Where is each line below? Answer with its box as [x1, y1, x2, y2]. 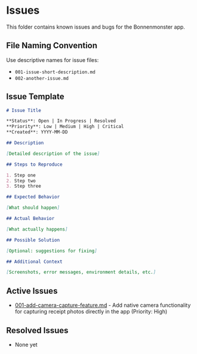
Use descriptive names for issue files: [6, 56, 99, 63]
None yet [14, 341, 38, 348]
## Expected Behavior [6, 194, 60, 200]
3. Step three [6, 183, 42, 190]
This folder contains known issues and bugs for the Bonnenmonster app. [6, 23, 185, 30]
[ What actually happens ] [6, 226, 68, 232]
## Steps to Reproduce [6, 162, 63, 167]
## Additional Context [6, 259, 63, 265]
